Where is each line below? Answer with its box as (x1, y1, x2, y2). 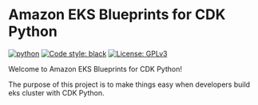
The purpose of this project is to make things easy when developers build (8, 80, 250, 89)
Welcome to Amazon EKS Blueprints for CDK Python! (8, 64, 182, 73)
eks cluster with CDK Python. (8, 87, 105, 97)
